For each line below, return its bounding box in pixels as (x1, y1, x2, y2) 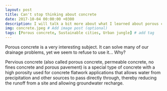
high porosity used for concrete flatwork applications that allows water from (5, 70, 161, 75)
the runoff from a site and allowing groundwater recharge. (5, 80, 124, 86)
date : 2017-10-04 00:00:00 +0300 (5, 16, 75, 21)
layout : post (5, 7, 32, 12)
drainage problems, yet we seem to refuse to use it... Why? (5, 49, 126, 55)
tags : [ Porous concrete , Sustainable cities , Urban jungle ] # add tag (5, 30, 155, 35)
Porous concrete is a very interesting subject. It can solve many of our (5, 44, 149, 50)
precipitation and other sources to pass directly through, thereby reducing (5, 75, 157, 81)
